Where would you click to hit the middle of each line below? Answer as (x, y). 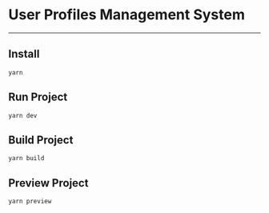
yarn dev (23, 115)
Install (24, 54)
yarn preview (30, 202)
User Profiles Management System (127, 15)
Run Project (38, 97)
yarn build (26, 159)
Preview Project (48, 183)
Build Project (41, 140)
